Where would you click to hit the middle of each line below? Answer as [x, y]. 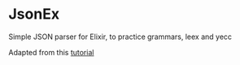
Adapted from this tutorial [51, 52]
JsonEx [34, 14]
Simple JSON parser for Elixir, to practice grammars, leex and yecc [120, 37]
